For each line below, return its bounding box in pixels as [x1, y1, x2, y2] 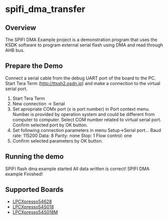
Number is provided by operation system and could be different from [12, 111, 155, 117]
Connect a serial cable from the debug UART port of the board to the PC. [5, 75, 156, 81]
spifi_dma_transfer [5, 3, 86, 15]
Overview [5, 23, 37, 32]
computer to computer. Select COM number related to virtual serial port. [12, 116, 161, 122]
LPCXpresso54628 [12, 198, 52, 204]
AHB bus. [5, 47, 25, 53]
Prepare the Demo [5, 61, 63, 70]
